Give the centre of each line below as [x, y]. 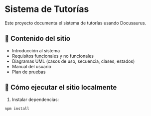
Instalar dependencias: [35, 99]
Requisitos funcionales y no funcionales [53, 56]
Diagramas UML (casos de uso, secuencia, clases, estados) [73, 61]
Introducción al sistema [36, 50]
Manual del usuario [32, 66]
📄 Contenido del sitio [38, 39]
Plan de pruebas [29, 72]
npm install [17, 109]
